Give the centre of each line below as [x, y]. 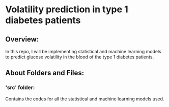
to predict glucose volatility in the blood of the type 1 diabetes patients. [80, 57]
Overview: [22, 39]
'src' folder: [20, 88]
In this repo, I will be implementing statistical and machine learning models [83, 51]
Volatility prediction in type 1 [67, 9]
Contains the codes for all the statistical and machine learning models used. [85, 99]
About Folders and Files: [45, 73]
